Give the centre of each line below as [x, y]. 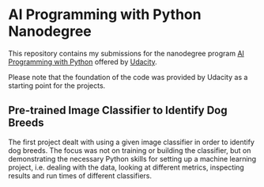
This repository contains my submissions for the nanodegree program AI [126, 53]
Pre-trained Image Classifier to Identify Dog [118, 111]
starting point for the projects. [57, 86]
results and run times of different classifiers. [80, 175]
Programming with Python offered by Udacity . [83, 62]
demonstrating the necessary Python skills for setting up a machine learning [132, 158]
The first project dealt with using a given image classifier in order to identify [132, 142]
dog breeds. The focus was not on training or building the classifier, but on [130, 150]
